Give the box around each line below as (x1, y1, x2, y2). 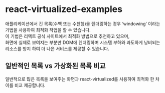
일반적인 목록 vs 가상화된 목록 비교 (5, 61, 106, 70)
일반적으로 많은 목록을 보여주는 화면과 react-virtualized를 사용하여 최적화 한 (5, 76, 154, 82)
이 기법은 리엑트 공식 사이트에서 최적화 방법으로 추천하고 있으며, (5, 33, 130, 39)
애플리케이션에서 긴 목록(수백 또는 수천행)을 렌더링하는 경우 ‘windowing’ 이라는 (5, 20, 160, 26)
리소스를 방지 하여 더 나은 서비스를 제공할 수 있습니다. (5, 45, 109, 51)
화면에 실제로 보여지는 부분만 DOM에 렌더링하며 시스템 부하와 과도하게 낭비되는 (5, 39, 160, 45)
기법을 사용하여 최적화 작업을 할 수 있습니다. (5, 26, 91, 33)
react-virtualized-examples (5, 3, 123, 15)
